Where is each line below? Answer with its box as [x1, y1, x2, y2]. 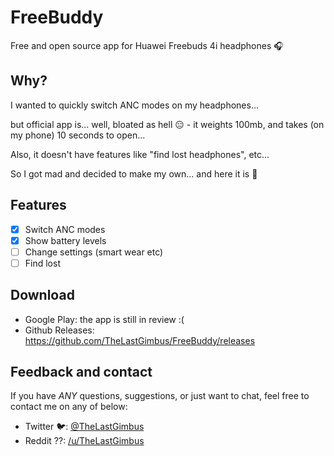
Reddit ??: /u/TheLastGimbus [24, 435, 145, 447]
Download [10, 287, 75, 304]
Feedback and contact [10, 364, 153, 381]
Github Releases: [24, 324, 95, 336]
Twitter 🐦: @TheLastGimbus [24, 421, 145, 433]
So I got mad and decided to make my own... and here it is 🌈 [10, 167, 258, 180]
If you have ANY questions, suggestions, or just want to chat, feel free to [10, 390, 310, 402]
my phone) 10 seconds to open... [10, 129, 146, 141]
